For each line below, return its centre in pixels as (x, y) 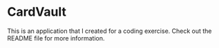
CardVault (37, 12)
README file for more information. (56, 38)
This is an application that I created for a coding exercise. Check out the (109, 31)
